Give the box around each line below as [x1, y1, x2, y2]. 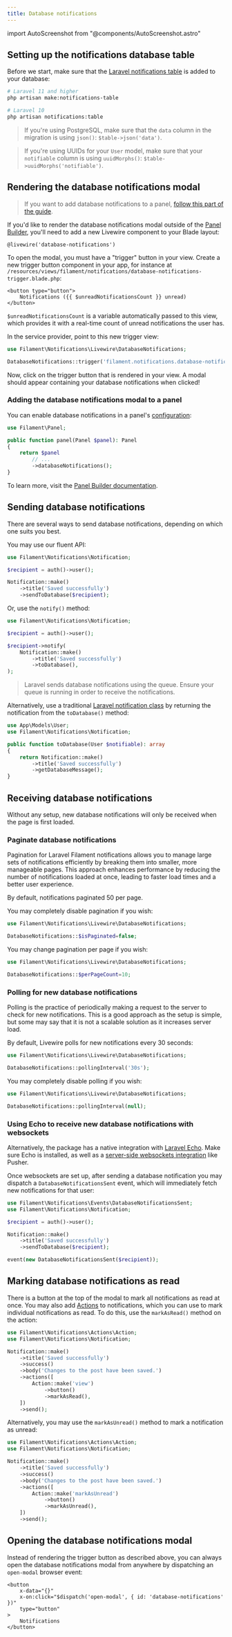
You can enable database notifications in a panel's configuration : [7, 410, 192, 419]
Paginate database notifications [7, 835, 117, 844]
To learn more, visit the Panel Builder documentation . [7, 481, 158, 489]
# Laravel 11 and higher [7, 88, 79, 95]
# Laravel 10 [7, 107, 45, 114]
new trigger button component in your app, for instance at [7, 261, 173, 269]
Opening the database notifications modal [7, 1535, 193, 1546]
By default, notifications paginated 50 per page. [7, 893, 144, 902]
